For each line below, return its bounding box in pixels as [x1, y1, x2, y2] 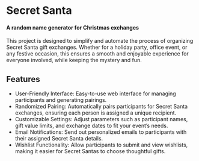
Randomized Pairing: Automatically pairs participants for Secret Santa [14, 103, 188, 110]
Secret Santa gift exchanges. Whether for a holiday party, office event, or [6, 43, 188, 51]
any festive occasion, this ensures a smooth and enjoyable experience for [6, 50, 189, 57]
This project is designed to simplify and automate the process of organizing [6, 37, 194, 45]
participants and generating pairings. [14, 96, 107, 104]
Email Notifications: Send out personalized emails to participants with [14, 128, 187, 136]
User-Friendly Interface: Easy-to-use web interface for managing [14, 90, 176, 97]
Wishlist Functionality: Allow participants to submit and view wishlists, [14, 141, 188, 148]
